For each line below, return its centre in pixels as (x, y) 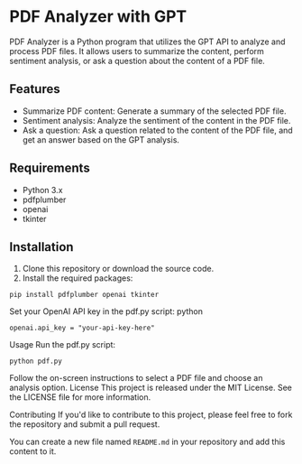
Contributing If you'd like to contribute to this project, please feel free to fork (151, 415)
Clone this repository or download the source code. (118, 269)
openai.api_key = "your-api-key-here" (82, 328)
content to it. (33, 451)
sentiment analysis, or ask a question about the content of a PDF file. (137, 60)
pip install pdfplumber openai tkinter (84, 295)
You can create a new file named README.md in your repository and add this (147, 442)
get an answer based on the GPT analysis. (101, 139)
